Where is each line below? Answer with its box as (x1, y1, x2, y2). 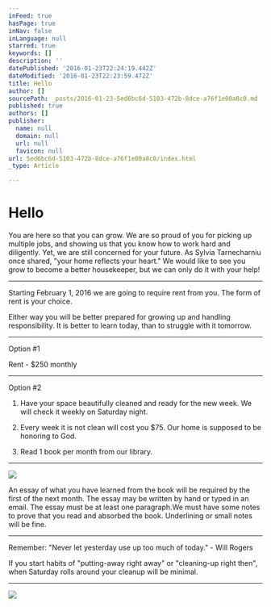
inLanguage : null (8, 34, 67, 43)
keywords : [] (8, 49, 52, 57)
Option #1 (8, 344, 40, 354)
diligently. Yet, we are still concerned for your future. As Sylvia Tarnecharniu (8, 248, 261, 257)
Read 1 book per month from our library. (19, 447, 153, 457)
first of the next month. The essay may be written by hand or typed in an (8, 494, 249, 504)
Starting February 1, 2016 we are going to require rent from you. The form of (8, 288, 261, 298)
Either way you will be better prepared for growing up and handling (8, 312, 231, 322)
